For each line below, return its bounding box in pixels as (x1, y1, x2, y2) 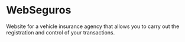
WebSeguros (6, 3, 72, 17)
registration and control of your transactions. (6, 29, 115, 36)
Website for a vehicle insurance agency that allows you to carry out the (6, 23, 180, 30)
